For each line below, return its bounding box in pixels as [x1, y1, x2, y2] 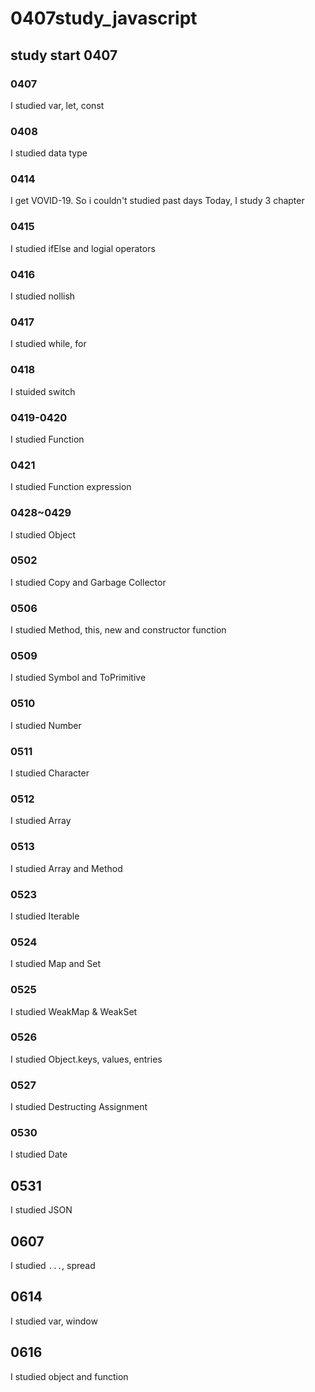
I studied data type [10, 147, 88, 159]
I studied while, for [10, 338, 87, 350]
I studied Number [10, 719, 82, 731]
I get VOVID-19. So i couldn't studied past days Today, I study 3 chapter [10, 195, 305, 207]
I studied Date [10, 1148, 68, 1161]
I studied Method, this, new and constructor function [10, 624, 227, 636]
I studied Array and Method [10, 862, 123, 874]
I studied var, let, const [10, 99, 105, 111]
